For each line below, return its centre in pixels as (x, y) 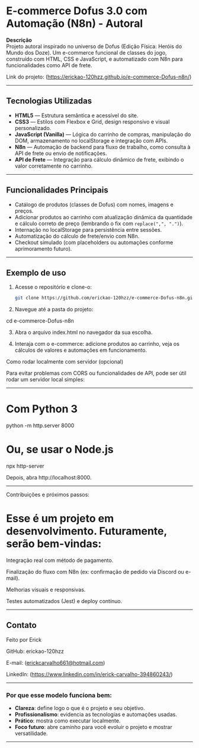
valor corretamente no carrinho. (54, 166)
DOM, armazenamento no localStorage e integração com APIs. (91, 140)
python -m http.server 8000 (40, 425)
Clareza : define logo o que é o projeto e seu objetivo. (80, 708)
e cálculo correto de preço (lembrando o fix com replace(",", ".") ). (99, 223)
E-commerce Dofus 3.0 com (77, 11)
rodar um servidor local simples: (45, 380)
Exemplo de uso (36, 272)
